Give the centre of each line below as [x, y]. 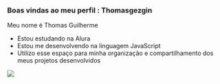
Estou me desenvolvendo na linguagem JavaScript [89, 46]
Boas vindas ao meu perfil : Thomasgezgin [80, 10]
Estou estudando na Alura [54, 39]
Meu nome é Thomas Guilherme [53, 25]
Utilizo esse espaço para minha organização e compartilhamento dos [115, 53]
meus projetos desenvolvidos [59, 61]
